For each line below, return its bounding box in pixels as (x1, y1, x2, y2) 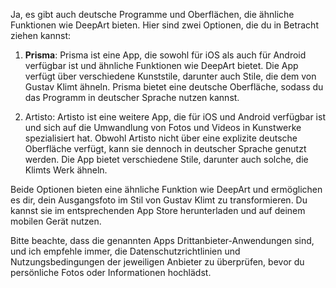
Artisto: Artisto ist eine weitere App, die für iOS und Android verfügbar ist (24, 111, 326, 123)
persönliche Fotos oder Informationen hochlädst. (10, 267, 212, 278)
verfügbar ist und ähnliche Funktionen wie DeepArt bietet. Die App (24, 60, 299, 71)
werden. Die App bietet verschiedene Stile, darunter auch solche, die (24, 154, 309, 165)
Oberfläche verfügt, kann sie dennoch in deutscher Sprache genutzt (24, 143, 307, 154)
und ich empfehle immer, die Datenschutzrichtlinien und (10, 245, 241, 257)
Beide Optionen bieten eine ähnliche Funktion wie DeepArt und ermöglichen (10, 184, 323, 195)
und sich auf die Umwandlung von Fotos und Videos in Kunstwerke (24, 122, 302, 133)
